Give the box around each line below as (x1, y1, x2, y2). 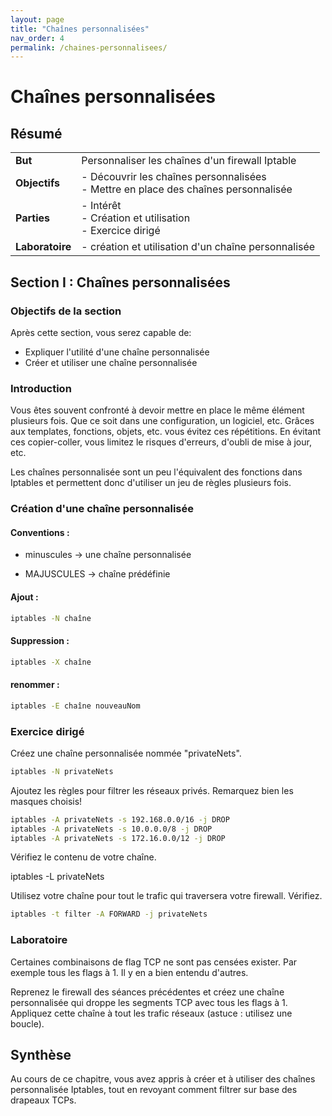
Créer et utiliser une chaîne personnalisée (24, 356, 198, 368)
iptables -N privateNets (10, 766, 114, 776)
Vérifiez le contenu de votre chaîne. (10, 851, 157, 863)
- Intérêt (81, 199, 122, 213)
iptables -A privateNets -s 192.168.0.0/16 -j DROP (10, 814, 230, 825)
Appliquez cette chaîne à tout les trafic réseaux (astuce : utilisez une (10, 1007, 293, 1019)
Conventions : (10, 526, 70, 538)
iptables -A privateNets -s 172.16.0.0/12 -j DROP (10, 833, 226, 843)
